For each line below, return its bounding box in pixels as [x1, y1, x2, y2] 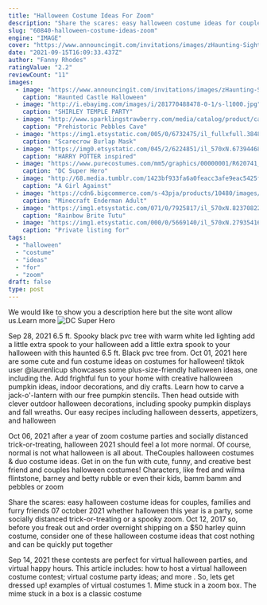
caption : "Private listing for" [22, 226, 130, 235]
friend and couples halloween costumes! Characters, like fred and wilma [8, 465, 245, 474]
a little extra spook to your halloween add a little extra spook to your [8, 340, 230, 349]
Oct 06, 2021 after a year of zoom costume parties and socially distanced [8, 431, 249, 440]
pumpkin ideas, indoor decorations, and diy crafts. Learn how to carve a [8, 382, 245, 391]
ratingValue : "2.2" [8, 64, 73, 72]
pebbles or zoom [8, 482, 64, 491]
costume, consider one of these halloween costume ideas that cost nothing [8, 531, 255, 541]
